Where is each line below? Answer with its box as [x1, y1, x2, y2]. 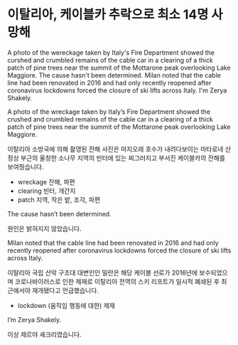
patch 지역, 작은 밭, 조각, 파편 [17, 195, 101, 203]
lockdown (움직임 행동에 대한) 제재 [17, 301, 116, 309]
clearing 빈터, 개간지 [17, 186, 76, 195]
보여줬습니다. [7, 162, 44, 171]
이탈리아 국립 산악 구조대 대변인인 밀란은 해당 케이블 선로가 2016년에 [7, 268, 198, 277]
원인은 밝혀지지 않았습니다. [7, 224, 82, 233]
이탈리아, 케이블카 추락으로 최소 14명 [7, 6, 209, 23]
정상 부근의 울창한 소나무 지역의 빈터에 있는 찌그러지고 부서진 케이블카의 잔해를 [7, 154, 226, 162]
